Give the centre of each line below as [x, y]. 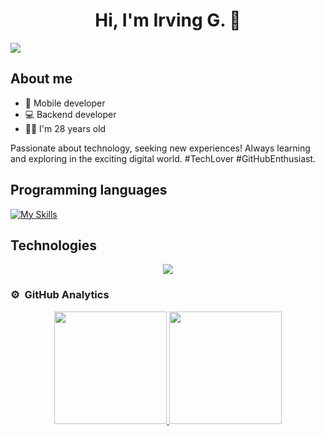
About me [41, 79]
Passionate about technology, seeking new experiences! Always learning [160, 148]
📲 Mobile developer [65, 103]
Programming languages [89, 190]
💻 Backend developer [70, 114]
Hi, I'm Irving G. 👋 [168, 20]
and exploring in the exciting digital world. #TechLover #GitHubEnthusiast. [163, 158]
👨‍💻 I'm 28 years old [65, 128]
